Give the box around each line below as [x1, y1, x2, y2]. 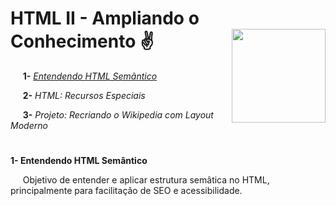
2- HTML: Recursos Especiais [22, 89, 146, 101]
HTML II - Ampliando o [10, 7, 200, 30]
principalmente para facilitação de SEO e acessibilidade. [10, 185, 243, 197]
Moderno [10, 119, 48, 131]
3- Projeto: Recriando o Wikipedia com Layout [22, 108, 214, 121]
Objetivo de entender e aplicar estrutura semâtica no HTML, [22, 174, 270, 186]
